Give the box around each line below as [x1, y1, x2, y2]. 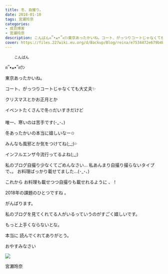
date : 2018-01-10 [5, 12, 41, 17]
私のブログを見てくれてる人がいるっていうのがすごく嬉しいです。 [5, 211, 140, 217]
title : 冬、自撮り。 [5, 7, 43, 13]
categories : [5, 21, 30, 27]
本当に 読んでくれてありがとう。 [5, 232, 71, 238]
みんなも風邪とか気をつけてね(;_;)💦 [5, 140, 77, 146]
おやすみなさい [5, 243, 36, 249]
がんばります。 [5, 200, 36, 206]
